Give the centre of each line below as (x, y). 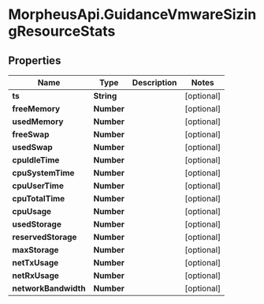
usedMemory (38, 122)
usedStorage (37, 224)
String (105, 96)
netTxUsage (35, 263)
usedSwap (32, 147)
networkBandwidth (49, 288)
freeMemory (36, 109)
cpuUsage (32, 211)
